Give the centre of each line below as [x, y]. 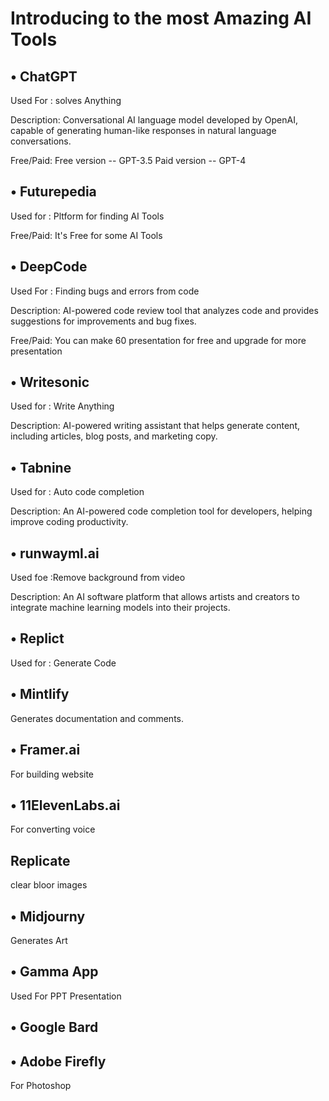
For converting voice [53, 829]
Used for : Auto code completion [77, 492]
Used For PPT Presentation [66, 996]
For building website [52, 774]
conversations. [41, 141]
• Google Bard [54, 1027]
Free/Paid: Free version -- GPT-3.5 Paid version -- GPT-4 [128, 160]
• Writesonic [50, 382]
